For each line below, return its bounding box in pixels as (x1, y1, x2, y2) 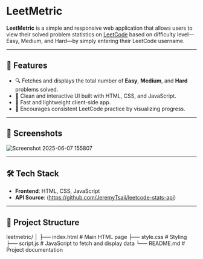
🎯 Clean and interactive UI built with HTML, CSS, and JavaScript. (14, 92, 176, 99)
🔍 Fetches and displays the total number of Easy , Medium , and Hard (14, 77, 188, 84)
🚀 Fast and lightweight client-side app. (14, 98, 111, 106)
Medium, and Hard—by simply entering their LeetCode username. (21, 37, 185, 44)
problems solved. (14, 86, 59, 93)
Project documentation (6, 246, 63, 254)
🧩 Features (6, 61, 48, 71)
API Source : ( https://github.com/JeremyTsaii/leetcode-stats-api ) (14, 194, 176, 201)
